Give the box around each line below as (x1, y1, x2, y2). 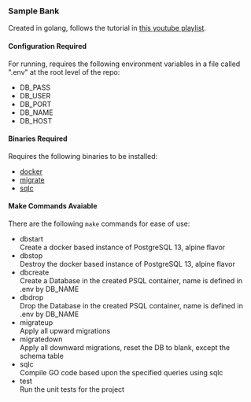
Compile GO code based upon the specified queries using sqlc (19, 367, 223, 377)
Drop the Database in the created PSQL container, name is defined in (19, 301, 244, 310)
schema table (19, 351, 65, 360)
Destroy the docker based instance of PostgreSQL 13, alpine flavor (19, 259, 236, 268)
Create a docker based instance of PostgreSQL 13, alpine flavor (19, 242, 226, 252)
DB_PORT (19, 99, 52, 109)
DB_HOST (19, 116, 53, 125)
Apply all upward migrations (19, 326, 111, 335)
